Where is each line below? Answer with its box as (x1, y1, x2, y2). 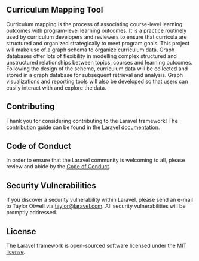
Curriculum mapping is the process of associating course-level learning (6, 20, 183, 27)
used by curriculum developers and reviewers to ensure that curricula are (6, 33, 187, 41)
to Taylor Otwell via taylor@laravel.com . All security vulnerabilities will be (6, 202, 186, 210)
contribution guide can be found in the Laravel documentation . (6, 124, 160, 131)
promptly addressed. (6, 209, 58, 216)
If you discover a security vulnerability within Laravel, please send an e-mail (6, 196, 193, 204)
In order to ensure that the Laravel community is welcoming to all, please (6, 156, 185, 164)
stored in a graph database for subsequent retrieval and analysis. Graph (6, 71, 183, 78)
